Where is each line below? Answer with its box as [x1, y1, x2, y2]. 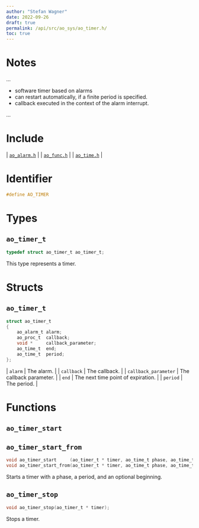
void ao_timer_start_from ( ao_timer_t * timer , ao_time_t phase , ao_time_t [6, 462, 195, 468]
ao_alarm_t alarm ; [17, 329, 62, 335]
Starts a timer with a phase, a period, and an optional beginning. [6, 473, 163, 480]
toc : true [6, 31, 31, 37]
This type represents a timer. [6, 260, 76, 267]
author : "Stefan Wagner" [6, 8, 68, 15]
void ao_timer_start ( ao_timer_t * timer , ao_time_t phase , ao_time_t [6, 457, 195, 463]
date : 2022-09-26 [6, 14, 49, 20]
